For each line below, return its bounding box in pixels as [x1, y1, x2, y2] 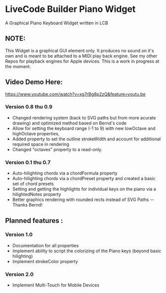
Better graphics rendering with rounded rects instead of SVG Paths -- [12, 196, 155, 202]
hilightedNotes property [12, 192, 61, 197]
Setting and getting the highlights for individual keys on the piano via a [12, 186, 156, 192]
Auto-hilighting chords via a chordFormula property [12, 170, 118, 176]
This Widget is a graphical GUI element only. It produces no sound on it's [5, 47, 155, 53]
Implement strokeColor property [12, 258, 78, 264]
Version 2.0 [5, 271, 34, 278]
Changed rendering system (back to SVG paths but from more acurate [12, 114, 156, 120]
